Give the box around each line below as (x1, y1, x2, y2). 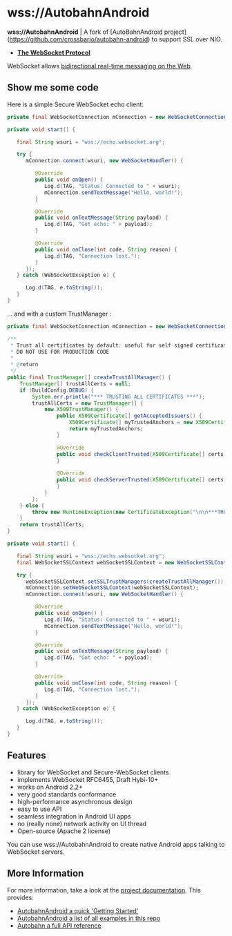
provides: (7, 893, 35, 901)
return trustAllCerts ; (19, 522, 85, 528)
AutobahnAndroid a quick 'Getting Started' (17, 906, 139, 915)
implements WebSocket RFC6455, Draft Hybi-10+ (17, 775, 159, 783)
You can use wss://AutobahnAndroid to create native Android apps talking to (7, 840, 225, 848)
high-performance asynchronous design (17, 797, 133, 805)
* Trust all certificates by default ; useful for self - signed (10, 342, 193, 349)
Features (7, 749, 46, 761)
